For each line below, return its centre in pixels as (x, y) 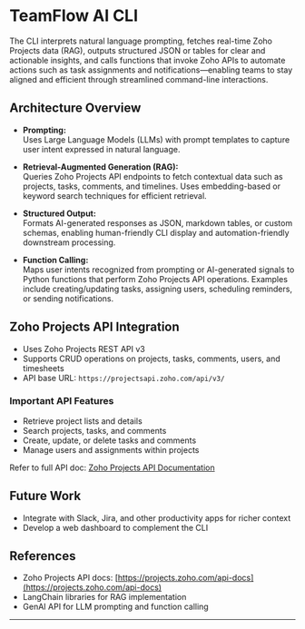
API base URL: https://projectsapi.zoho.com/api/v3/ (123, 378)
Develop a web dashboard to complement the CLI (115, 527)
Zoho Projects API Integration (94, 327)
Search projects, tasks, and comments (94, 430)
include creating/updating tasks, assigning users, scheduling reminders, (157, 289)
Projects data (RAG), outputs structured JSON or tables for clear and (138, 50)
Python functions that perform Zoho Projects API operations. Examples (155, 279)
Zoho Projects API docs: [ (70, 578)
